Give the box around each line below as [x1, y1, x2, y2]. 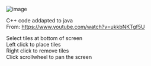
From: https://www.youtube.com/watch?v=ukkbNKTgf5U [6, 24, 145, 30]
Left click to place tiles [6, 41, 61, 48]
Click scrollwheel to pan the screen [6, 54, 92, 60]
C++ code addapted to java [6, 17, 73, 24]
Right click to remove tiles [6, 47, 69, 54]
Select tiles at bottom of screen [6, 35, 83, 41]
